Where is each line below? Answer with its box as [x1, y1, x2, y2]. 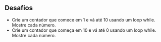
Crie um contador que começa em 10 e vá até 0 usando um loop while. [11, 27, 157, 33]
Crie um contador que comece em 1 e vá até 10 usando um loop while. [11, 17, 156, 22]
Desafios [4, 4, 33, 12]
